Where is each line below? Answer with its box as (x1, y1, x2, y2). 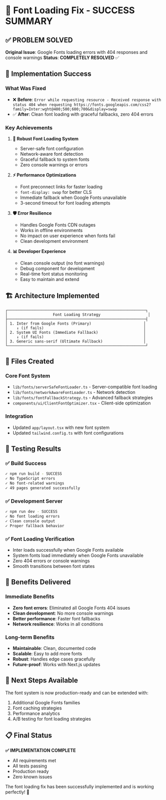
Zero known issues (12, 774, 52, 780)
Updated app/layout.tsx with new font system (12, 424, 110, 431)
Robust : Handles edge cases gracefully (12, 656, 96, 662)
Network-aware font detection (20, 151, 84, 157)
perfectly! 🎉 (5, 789, 30, 795)
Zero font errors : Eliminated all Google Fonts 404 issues (12, 605, 131, 611)
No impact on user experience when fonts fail (20, 233, 115, 239)
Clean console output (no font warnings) (20, 260, 105, 266)
